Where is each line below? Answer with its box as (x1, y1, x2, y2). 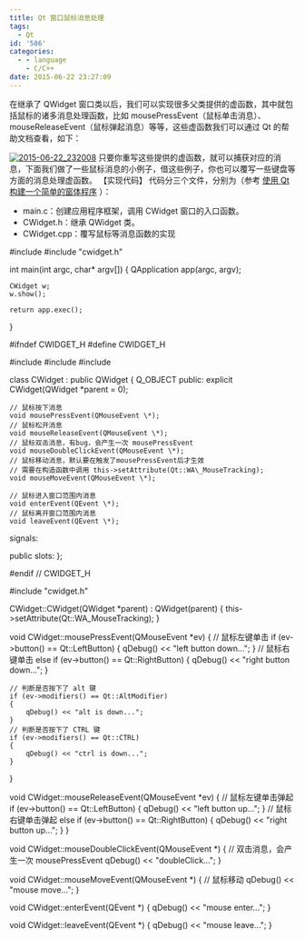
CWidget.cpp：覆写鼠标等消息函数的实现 (22, 228, 176, 239)
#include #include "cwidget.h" (9, 246, 123, 257)
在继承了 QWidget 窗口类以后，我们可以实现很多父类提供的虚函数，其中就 (9, 98, 286, 109)
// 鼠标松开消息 (9, 420, 63, 430)
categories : (9, 47, 54, 56)
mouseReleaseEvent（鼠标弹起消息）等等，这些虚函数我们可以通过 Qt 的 (9, 121, 281, 132)
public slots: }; (9, 550, 64, 561)
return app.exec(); (9, 305, 84, 315)
